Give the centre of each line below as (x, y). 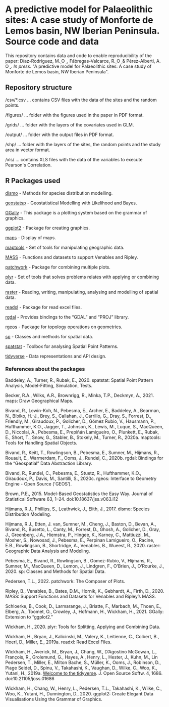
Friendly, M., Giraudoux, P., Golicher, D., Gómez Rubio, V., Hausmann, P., (81, 421)
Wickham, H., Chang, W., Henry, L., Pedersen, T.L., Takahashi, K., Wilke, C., (84, 688)
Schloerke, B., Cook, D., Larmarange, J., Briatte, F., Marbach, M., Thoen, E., (83, 606)
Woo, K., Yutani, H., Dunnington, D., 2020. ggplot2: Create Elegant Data (79, 693)
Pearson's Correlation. (29, 165)
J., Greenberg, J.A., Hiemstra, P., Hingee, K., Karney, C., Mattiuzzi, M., (78, 535)
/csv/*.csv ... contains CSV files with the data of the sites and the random (81, 100)
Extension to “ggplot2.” (29, 617)
